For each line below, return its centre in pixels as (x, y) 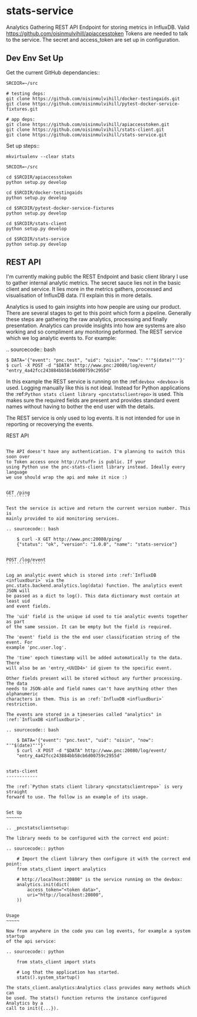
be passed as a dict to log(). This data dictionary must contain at (93, 596)
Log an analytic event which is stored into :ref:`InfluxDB (81, 575)
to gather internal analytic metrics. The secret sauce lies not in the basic (94, 283)
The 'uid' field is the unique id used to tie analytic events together (97, 616)
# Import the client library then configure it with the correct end (104, 858)
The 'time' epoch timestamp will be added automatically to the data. (94, 658)
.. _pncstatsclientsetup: (38, 828)
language (17, 472)
